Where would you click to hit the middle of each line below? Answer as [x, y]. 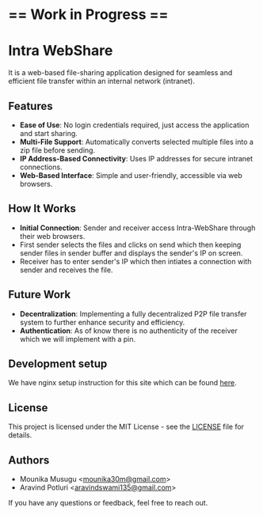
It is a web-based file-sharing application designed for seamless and [120, 73]
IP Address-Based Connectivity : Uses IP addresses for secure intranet [136, 158]
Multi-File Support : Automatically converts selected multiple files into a [136, 142]
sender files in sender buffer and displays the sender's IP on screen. [131, 253]
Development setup [58, 364]
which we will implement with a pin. [78, 339]
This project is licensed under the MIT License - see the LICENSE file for [126, 427]
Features [30, 106]
